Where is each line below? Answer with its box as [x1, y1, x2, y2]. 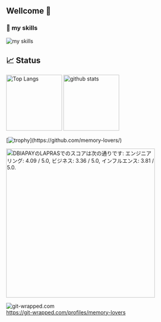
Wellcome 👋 [6, 6, 52, 16]
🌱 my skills [6, 24, 38, 32]
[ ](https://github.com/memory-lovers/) [6, 137, 122, 144]
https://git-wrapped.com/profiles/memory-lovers [6, 308, 126, 316]
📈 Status [6, 55, 41, 66]
